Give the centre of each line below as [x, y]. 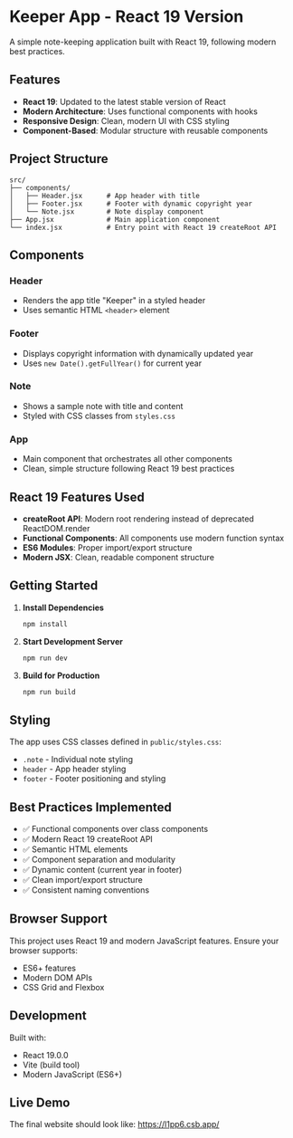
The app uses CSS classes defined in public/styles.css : [115, 742]
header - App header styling [74, 769]
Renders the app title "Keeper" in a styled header [114, 301]
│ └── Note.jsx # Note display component [107, 211]
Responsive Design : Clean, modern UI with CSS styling [126, 120]
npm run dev [45, 658]
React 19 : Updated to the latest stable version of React [124, 101]
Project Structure [59, 159]
